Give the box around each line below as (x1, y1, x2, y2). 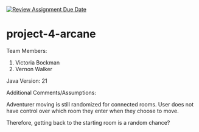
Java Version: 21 (6, 77, 47, 85)
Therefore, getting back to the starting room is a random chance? (6, 119, 170, 126)
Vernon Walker (15, 65, 53, 72)
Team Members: (6, 47, 47, 54)
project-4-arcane (6, 27, 96, 41)
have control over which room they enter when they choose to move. (6, 107, 180, 114)
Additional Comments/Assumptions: (6, 89, 96, 96)
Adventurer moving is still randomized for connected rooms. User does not (6, 100, 194, 108)
